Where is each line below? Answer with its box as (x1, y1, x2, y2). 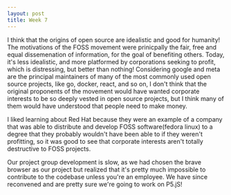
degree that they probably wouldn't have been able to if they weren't (7, 129, 203, 138)
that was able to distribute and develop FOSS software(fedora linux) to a (7, 122, 213, 131)
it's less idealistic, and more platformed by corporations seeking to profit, (7, 57, 216, 66)
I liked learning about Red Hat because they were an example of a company (7, 115, 223, 123)
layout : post (7, 10, 45, 17)
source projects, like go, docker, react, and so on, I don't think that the (7, 80, 207, 88)
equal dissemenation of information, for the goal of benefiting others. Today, (7, 50, 225, 59)
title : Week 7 (7, 17, 48, 24)
